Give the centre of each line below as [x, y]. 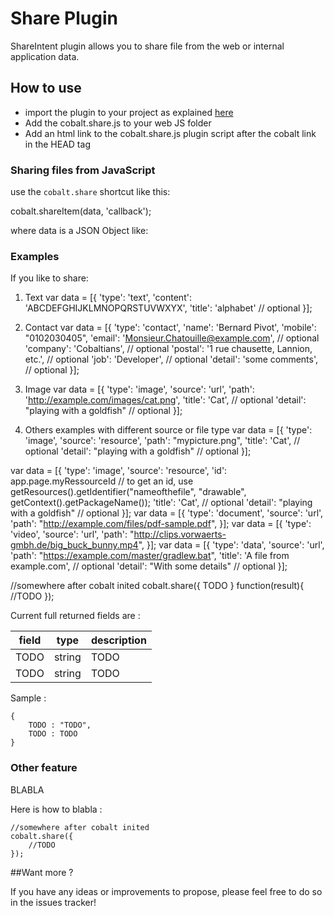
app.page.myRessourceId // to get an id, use [102, 481]
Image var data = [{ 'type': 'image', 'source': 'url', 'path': [139, 389]
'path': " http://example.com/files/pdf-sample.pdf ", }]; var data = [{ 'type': [161, 524]
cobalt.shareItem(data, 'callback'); [81, 211]
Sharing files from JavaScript [83, 170]
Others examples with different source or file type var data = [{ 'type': [168, 430]
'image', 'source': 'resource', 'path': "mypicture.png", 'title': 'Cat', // [162, 441]
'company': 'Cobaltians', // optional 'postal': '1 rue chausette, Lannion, [168, 349]
